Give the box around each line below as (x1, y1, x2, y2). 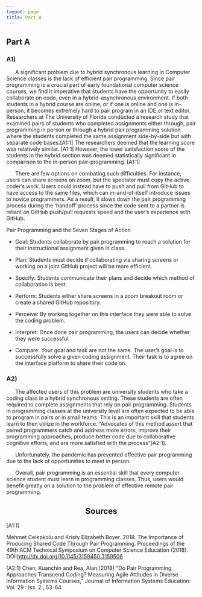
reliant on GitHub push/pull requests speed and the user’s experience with (6, 209, 191, 216)
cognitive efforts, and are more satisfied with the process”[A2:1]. (6, 440, 167, 447)
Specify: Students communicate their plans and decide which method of (14, 274, 195, 282)
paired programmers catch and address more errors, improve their (6, 426, 172, 434)
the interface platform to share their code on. (14, 359, 127, 367)
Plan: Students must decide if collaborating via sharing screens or (14, 256, 179, 264)
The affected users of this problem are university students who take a (14, 388, 188, 396)
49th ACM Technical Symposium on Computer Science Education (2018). (6, 546, 189, 554)
